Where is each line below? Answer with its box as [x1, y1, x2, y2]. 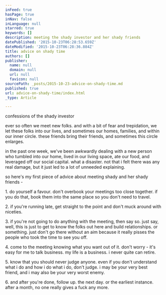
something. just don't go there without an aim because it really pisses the [5, 229, 155, 235]
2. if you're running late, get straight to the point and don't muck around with [5, 203, 162, 209]
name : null [9, 63, 32, 68]
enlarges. [5, 139, 24, 145]
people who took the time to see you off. [5, 234, 88, 240]
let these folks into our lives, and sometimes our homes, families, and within [5, 128, 160, 134]
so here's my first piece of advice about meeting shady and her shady [5, 174, 149, 180]
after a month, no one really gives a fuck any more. [5, 285, 109, 291]
